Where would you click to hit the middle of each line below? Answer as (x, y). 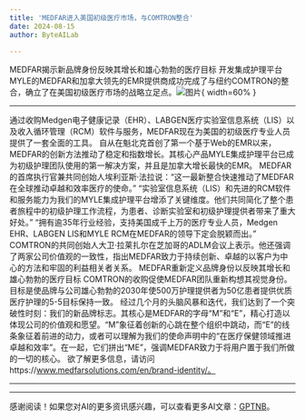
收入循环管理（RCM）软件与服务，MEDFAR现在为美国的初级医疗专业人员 (153, 132)
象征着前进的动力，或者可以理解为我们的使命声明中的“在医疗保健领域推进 (154, 336)
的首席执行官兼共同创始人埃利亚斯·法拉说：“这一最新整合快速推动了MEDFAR (152, 177)
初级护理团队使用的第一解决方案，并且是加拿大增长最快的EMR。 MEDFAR (154, 165)
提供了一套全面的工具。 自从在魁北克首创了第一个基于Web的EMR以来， (143, 143)
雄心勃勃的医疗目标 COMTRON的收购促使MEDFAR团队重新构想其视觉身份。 (151, 279)
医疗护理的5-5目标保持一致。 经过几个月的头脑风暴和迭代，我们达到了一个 (148, 302)
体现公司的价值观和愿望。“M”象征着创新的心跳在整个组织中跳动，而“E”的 (146, 325)
